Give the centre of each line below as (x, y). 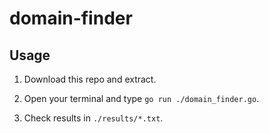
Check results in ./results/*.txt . (93, 118)
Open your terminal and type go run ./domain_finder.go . (141, 98)
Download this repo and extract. (90, 79)
